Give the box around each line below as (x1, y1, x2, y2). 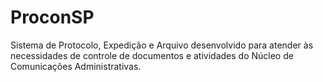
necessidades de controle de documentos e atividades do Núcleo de (10, 49, 294, 61)
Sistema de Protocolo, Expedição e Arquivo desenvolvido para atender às (10, 39, 314, 51)
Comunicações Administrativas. (10, 60, 142, 72)
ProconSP (10, 6, 95, 29)
